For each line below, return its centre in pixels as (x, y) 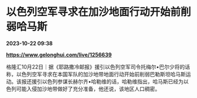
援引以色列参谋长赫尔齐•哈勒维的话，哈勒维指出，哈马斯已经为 (107, 81)
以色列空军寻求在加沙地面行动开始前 (94, 12)
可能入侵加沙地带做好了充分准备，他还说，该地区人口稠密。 (88, 89)
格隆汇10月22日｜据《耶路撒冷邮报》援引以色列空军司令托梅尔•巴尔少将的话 (98, 67)
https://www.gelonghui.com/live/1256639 (59, 55)
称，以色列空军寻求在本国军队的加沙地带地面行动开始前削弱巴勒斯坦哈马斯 (96, 74)
